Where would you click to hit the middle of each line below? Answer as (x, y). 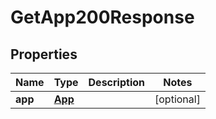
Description (116, 82)
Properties (44, 54)
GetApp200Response (102, 17)
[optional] (177, 99)
